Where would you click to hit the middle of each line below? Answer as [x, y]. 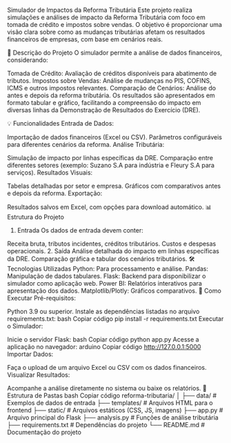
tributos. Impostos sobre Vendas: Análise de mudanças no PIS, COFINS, [109, 81]
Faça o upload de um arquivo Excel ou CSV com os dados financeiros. [107, 367]
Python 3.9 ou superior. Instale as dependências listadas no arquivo [103, 311]
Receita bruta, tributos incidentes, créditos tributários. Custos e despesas [112, 244]
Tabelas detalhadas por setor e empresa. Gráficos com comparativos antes [114, 186]
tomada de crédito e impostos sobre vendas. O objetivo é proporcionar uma [115, 24]
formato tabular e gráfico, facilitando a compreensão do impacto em [104, 102]
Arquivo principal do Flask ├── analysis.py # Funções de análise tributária [113, 417]
